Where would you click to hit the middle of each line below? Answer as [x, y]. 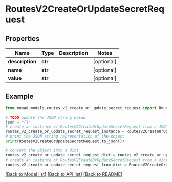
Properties [23, 39]
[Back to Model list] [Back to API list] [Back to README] [64, 174]
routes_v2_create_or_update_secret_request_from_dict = [66, 165]
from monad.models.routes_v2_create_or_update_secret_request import [81, 108]
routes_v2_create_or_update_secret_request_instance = [65, 132]
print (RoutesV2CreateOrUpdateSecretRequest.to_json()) [65, 141]
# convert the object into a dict [42, 150]
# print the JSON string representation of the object [65, 136]
